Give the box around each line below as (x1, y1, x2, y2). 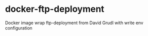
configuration (5, 25, 33, 31)
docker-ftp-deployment (5, 3, 105, 15)
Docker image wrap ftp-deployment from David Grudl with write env (5, 20, 144, 26)
